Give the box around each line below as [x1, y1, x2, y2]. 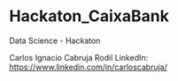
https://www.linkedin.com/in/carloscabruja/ [9, 62, 168, 72]
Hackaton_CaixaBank [9, 6, 170, 26]
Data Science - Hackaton [9, 35, 101, 46]
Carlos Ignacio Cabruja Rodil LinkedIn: [9, 52, 149, 63]
